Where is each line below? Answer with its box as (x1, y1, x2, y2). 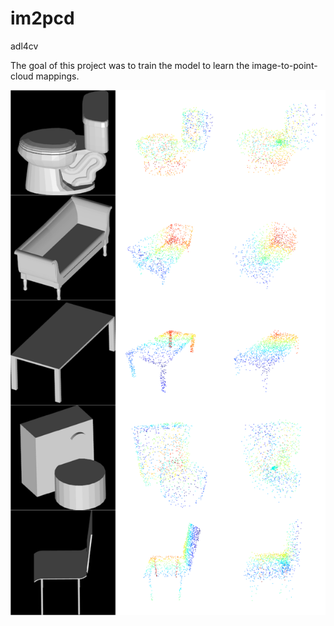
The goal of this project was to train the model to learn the (10, 59, 250, 71)
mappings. (35, 70, 80, 82)
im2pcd (10, 7, 75, 30)
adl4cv (10, 40, 39, 52)
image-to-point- (251, 59, 318, 71)
